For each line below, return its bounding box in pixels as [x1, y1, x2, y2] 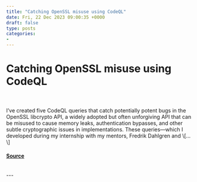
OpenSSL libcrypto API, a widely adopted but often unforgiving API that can [6, 113, 192, 120]
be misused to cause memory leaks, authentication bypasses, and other [6, 120, 183, 127]
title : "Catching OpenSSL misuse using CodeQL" [6, 8, 127, 15]
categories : [6, 31, 36, 37]
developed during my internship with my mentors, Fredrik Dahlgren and [6, 132, 182, 139]
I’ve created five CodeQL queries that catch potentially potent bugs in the [6, 106, 186, 114]
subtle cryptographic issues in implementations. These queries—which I [6, 125, 183, 133]
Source [6, 152, 25, 159]
